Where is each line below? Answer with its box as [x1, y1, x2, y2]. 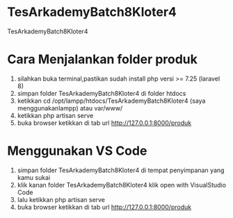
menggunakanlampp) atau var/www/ [17, 103, 123, 112]
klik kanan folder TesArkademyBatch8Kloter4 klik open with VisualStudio [17, 181, 226, 189]
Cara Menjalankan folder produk [7, 51, 198, 67]
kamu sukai [17, 173, 51, 181]
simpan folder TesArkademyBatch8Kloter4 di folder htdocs [17, 89, 186, 97]
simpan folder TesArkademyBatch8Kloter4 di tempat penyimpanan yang [17, 166, 225, 174]
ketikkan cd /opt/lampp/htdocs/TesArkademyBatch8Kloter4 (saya [17, 97, 206, 105]
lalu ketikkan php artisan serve [17, 195, 106, 203]
